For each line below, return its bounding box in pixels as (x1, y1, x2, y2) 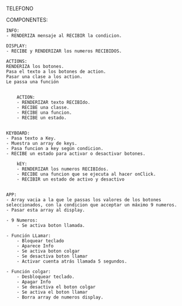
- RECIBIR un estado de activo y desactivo (16, 176, 125, 182)
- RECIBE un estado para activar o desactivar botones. (6, 151, 146, 157)
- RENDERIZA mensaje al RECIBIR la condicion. (6, 33, 122, 39)
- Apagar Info (16, 279, 51, 285)
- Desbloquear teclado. (16, 274, 75, 280)
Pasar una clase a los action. (6, 74, 83, 80)
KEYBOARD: (6, 130, 31, 136)
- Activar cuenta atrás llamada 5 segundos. (16, 259, 127, 264)
